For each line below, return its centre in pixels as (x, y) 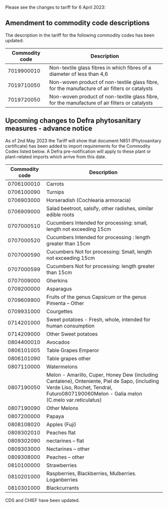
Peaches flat (61, 433)
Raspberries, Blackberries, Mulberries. (91, 473)
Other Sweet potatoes (72, 334)
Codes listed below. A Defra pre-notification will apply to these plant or (78, 151)
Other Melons (62, 408)
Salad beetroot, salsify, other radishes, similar (100, 208)
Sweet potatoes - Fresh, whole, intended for (98, 320)
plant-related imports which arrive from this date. (56, 157)
